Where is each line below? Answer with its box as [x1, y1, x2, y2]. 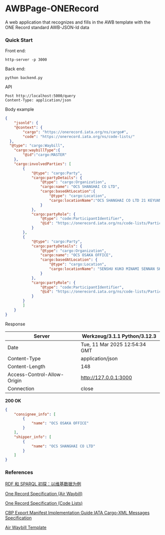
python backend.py [5, 76, 43, 80]
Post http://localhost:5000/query [5, 94, 76, 99]
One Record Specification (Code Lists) [5, 500, 83, 506]
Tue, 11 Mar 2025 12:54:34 [81, 341, 146, 348]
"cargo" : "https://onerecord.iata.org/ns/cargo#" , [23, 130, 129, 134]
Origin [7, 377, 22, 384]
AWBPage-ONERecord [5, 3, 99, 14]
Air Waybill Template [5, 524, 47, 530]
